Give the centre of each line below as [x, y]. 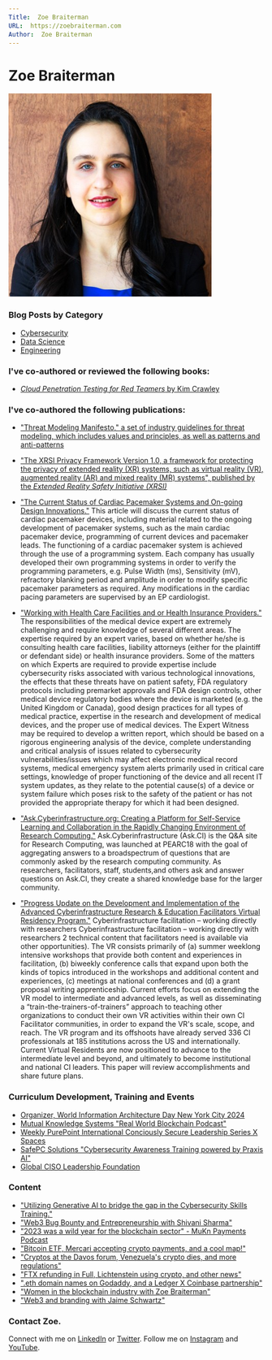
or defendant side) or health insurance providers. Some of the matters [137, 656]
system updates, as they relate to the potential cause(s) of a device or [137, 786]
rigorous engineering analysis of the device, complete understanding [136, 743]
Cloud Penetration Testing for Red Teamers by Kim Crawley [120, 388]
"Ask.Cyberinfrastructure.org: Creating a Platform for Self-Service [130, 819]
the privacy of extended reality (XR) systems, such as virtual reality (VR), [142, 469]
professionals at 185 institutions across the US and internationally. [130, 1042]
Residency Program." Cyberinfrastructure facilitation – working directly [138, 920]
